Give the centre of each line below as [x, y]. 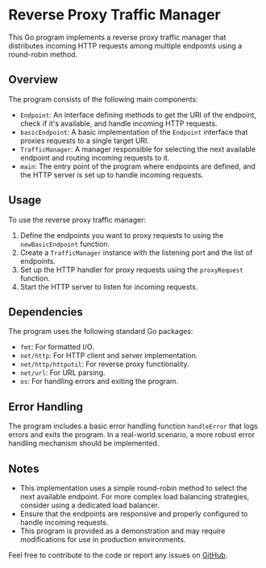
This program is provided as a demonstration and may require [123, 531]
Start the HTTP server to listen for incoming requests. [109, 286]
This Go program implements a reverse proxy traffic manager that [117, 37]
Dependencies [46, 312]
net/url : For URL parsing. [62, 373]
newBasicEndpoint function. [65, 244]
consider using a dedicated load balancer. [89, 505]
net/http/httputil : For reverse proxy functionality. [104, 364]
